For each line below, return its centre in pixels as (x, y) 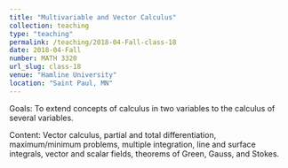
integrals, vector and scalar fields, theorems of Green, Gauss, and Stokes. (144, 153)
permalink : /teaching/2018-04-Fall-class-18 (93, 42)
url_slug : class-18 (45, 67)
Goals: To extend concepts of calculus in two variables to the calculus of (142, 108)
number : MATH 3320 (43, 58)
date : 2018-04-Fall (45, 50)
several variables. (41, 118)
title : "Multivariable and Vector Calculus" (93, 17)
